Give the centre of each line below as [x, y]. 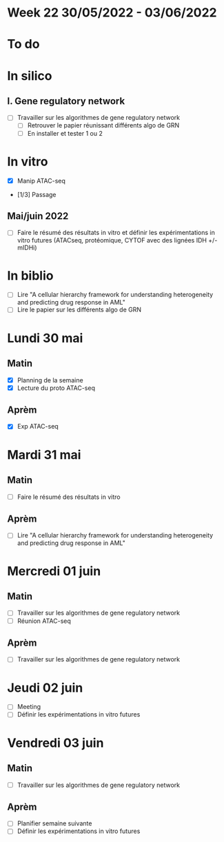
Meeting [29, 707]
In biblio [30, 275]
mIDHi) [27, 248]
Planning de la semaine [50, 380]
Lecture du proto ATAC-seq [56, 388]
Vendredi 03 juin [55, 743]
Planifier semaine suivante [54, 823]
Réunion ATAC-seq [44, 621]
